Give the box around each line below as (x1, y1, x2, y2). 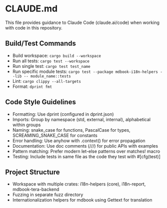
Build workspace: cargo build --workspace (12, 52, 101, 58)
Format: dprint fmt (12, 83, 52, 89)
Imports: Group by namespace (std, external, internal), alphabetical (12, 116, 151, 122)
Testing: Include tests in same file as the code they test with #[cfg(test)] (12, 153, 161, 160)
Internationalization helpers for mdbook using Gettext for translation (12, 197, 152, 203)
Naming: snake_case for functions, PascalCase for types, (12, 127, 131, 133)
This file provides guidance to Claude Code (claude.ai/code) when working (5, 19, 160, 25)
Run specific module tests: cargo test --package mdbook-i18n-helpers (12, 68, 158, 74)
